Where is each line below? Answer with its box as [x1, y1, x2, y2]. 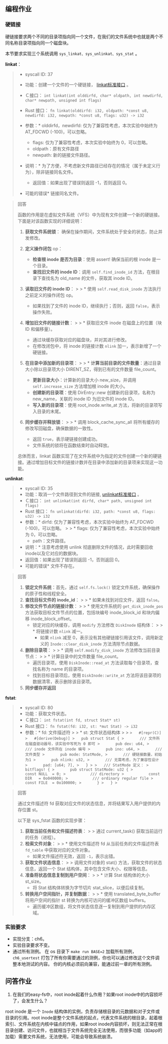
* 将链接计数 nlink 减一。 [32, 628, 85, 634]
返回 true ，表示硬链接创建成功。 [32, 436, 100, 442]
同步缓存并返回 [25, 685, 56, 691]
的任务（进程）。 [25, 834, 59, 840]
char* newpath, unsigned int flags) [25, 98, 102, 103]
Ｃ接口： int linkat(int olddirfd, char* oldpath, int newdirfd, [25, 92, 163, 98]
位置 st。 [22, 806, 41, 813]
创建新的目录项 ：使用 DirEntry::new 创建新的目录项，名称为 [32, 389, 155, 396]
